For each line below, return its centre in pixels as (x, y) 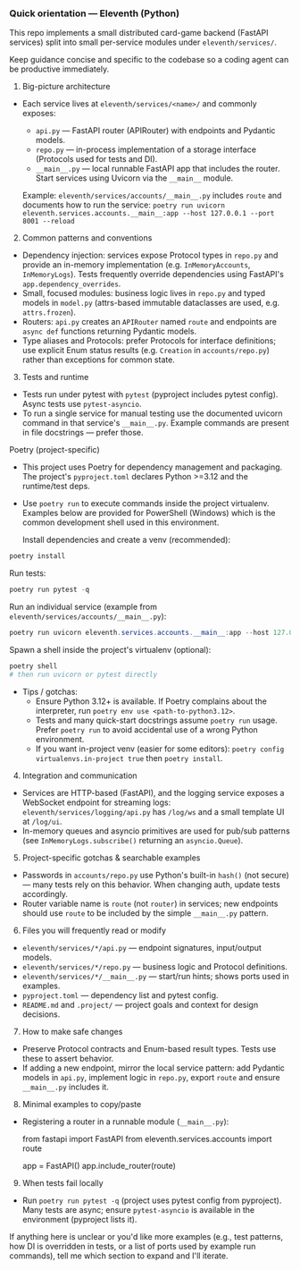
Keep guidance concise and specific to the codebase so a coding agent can (149, 60)
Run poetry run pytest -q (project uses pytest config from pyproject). (152, 1200)
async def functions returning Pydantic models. (109, 331)
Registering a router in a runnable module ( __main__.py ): (125, 1122)
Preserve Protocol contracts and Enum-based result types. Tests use (149, 1048)
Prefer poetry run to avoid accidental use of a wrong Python (147, 729)
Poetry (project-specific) (54, 450)
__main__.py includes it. (65, 1087)
